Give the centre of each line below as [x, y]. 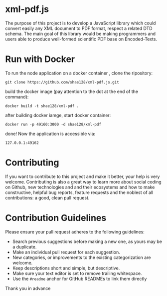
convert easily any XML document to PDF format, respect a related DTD [79, 28]
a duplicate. [24, 246]
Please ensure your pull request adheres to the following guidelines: [75, 231]
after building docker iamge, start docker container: [58, 115]
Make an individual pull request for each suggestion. [66, 252]
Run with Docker [40, 59]
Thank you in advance [28, 288]
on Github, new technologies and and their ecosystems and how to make [80, 187]
